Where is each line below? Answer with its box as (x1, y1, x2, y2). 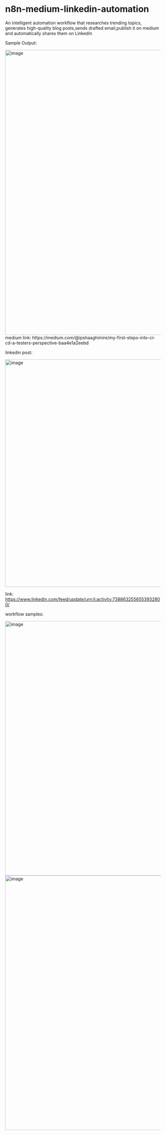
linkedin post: (5, 349, 33, 355)
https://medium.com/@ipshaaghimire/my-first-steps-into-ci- (32, 334, 156, 340)
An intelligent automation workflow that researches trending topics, (5, 20, 142, 26)
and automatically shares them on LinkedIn (5, 30, 92, 36)
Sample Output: (5, 40, 37, 46)
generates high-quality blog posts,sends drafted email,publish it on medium (5, 25, 160, 31)
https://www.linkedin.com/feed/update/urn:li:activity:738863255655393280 (5, 596, 161, 602)
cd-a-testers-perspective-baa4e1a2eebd (5, 340, 89, 346)
